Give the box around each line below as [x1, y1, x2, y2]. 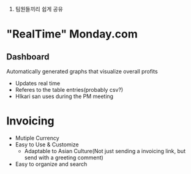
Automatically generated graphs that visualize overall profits [6, 68, 158, 75]
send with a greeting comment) [24, 154, 104, 161]
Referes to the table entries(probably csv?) [15, 86, 124, 93]
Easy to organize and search [15, 160, 88, 167]
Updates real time [15, 80, 61, 87]
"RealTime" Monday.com [6, 27, 138, 41]
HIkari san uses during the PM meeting [15, 93, 114, 100]
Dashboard [6, 51, 50, 62]
